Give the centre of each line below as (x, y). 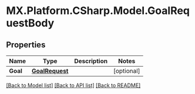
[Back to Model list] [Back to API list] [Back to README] (73, 85)
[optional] (127, 71)
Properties (26, 45)
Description (91, 61)
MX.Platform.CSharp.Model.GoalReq (98, 11)
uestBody (30, 23)
